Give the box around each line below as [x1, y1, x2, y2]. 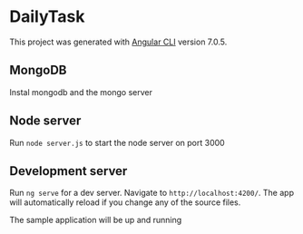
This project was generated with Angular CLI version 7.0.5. [9, 36, 228, 47]
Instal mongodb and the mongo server [9, 86, 152, 97]
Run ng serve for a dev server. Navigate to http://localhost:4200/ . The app [9, 188, 295, 199]
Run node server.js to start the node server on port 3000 [9, 137, 225, 148]
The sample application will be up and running [9, 215, 182, 226]
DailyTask [9, 6, 85, 27]
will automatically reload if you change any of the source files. [9, 197, 241, 208]
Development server [9, 163, 128, 179]
